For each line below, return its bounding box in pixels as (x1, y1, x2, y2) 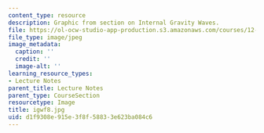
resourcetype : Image (8, 99, 76, 106)
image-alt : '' (15, 63, 61, 70)
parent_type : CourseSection (8, 92, 101, 99)
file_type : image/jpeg (8, 33, 82, 41)
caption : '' (15, 48, 55, 56)
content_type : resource (8, 11, 86, 20)
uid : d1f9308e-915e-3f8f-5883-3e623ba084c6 (8, 113, 153, 121)
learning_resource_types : (8, 70, 93, 77)
